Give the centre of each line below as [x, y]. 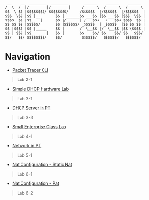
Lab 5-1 [25, 155]
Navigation [28, 57]
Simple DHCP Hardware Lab [41, 89]
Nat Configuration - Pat [36, 183]
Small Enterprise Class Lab [39, 127]
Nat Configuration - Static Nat [42, 164]
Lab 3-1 [25, 98]
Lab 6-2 [25, 193]
